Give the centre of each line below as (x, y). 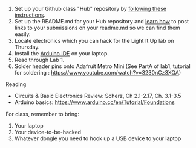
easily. (22, 34)
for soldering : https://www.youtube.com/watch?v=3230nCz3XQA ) (98, 72)
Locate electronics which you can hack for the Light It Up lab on (94, 41)
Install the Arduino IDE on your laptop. (62, 53)
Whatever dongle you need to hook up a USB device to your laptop (98, 138)
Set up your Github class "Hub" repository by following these (90, 9)
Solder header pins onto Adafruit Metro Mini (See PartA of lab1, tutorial (103, 66)
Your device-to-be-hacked (48, 132)
